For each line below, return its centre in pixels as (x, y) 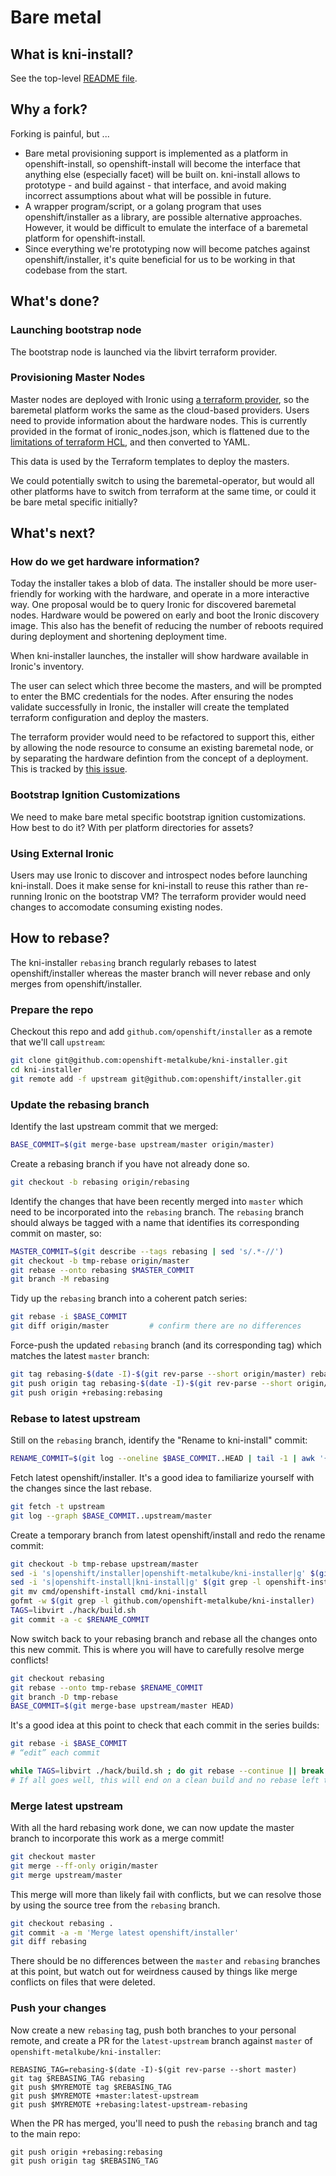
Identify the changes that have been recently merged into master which (157, 1201)
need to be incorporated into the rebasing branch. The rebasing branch (157, 1212)
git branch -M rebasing (60, 1279)
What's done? (55, 301)
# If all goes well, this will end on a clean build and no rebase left (165, 1780)
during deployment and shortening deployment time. (118, 637)
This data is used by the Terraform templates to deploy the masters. (150, 461)
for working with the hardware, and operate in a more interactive (177, 594)
